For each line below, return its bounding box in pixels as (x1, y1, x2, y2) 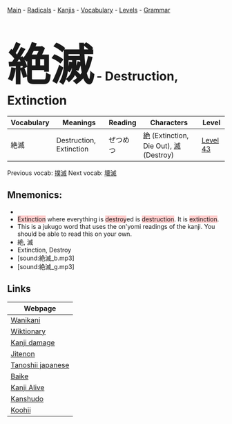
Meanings (61, 118, 97, 127)
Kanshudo (10, 394, 43, 403)
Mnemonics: (7, 190, 63, 201)
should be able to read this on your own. (17, 230, 133, 238)
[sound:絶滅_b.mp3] (17, 254, 75, 262)
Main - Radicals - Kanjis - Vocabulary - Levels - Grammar (7, 6, 171, 14)
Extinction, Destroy (17, 246, 72, 254)
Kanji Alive (10, 382, 45, 392)
